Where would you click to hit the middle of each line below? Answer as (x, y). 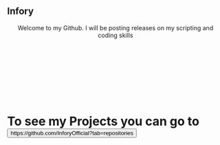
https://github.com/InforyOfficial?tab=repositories (72, 133)
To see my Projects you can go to (103, 121)
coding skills (115, 35)
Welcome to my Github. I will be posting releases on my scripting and (115, 27)
